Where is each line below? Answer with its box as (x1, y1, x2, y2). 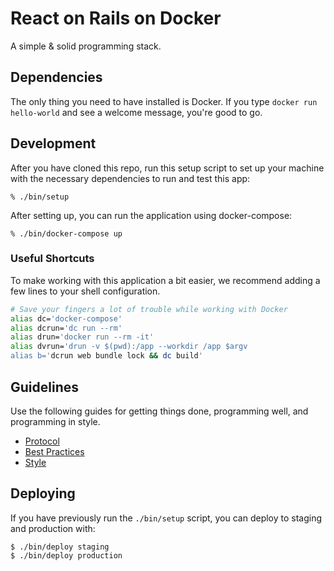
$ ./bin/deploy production (10, 550, 123, 561)
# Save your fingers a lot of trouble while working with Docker (10, 304, 288, 314)
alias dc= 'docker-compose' (10, 313, 123, 324)
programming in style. (10, 415, 101, 427)
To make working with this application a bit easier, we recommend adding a (10, 274, 321, 286)
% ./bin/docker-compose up (10, 228, 123, 239)
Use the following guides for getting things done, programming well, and (10, 405, 309, 417)
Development (10, 135, 97, 152)
